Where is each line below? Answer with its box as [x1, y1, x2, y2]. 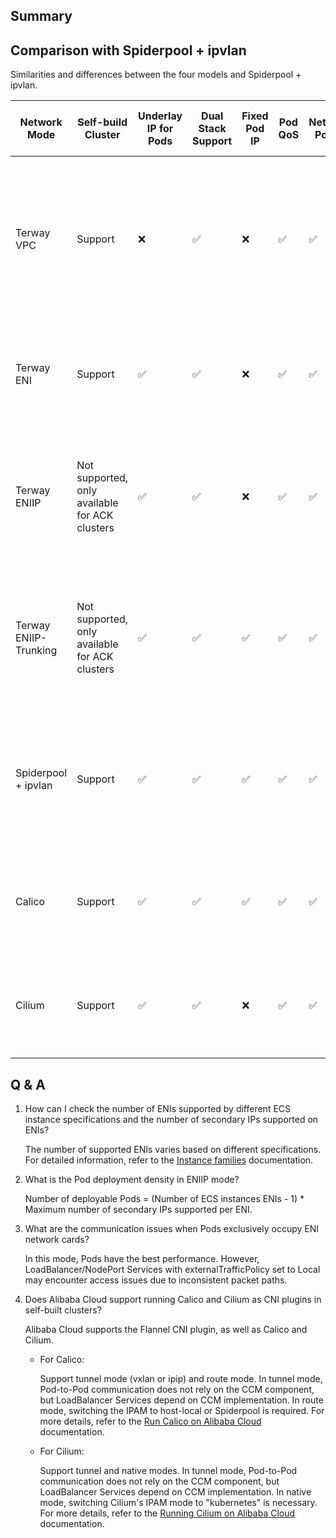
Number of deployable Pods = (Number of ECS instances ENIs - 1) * [24, 1193, 305, 1205]
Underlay [138, 109, 183, 123]
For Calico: [39, 1354, 85, 1366]
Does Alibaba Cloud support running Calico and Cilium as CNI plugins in [24, 1294, 322, 1306]
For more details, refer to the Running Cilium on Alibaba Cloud [39, 1507, 296, 1519]
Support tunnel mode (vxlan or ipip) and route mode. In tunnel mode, [39, 1373, 323, 1385]
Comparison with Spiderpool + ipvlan [10, 42, 247, 59]
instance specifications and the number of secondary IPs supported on [24, 1114, 319, 1126]
